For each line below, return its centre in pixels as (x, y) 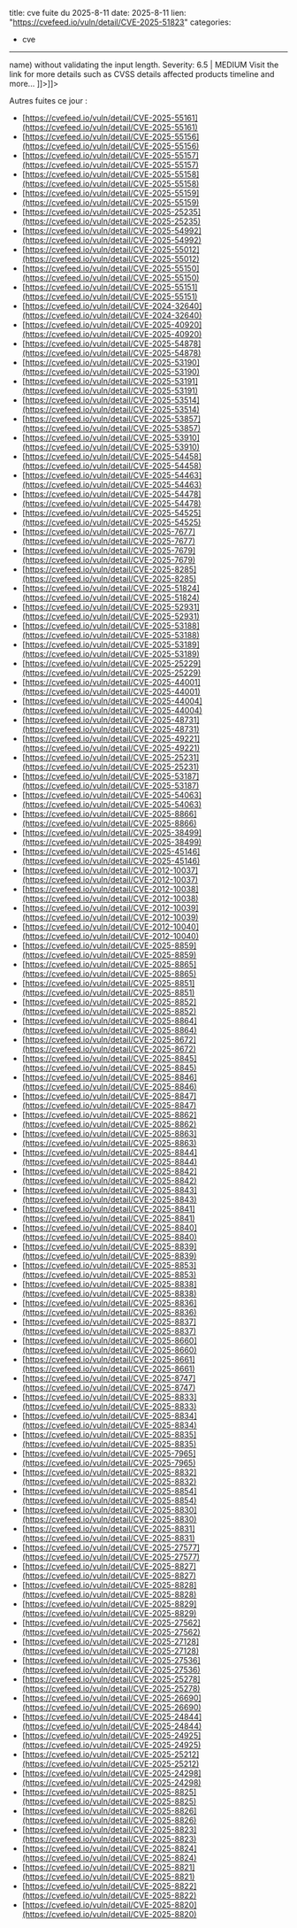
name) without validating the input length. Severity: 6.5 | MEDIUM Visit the (144, 65)
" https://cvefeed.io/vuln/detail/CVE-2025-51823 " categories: (120, 22)
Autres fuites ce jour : (49, 100)
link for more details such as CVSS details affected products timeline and (142, 74)
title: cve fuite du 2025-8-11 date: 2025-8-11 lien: (98, 13)
